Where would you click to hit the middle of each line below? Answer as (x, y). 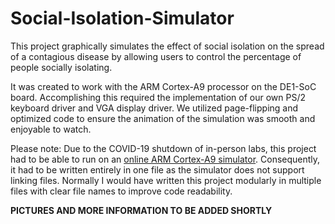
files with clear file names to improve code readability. (121, 191)
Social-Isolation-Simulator (122, 18)
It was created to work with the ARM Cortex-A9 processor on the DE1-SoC (163, 86)
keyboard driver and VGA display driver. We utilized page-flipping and (154, 108)
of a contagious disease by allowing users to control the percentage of (156, 56)
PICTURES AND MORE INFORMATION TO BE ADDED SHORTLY (141, 210)
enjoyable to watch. (51, 129)
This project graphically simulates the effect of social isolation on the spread (167, 46)
